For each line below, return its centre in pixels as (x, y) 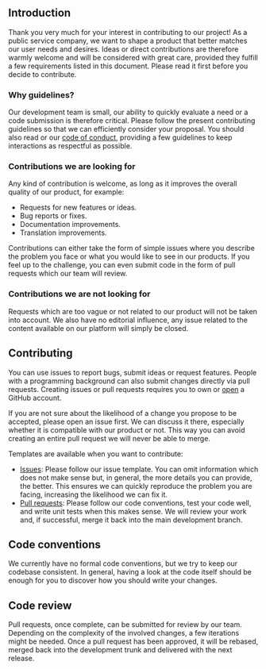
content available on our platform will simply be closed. (98, 328)
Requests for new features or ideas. (78, 208)
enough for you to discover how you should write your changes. (113, 581)
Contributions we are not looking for (79, 294)
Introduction (40, 13)
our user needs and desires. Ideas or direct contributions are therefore (123, 49)
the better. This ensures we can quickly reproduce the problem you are (136, 486)
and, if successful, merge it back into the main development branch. (131, 520)
